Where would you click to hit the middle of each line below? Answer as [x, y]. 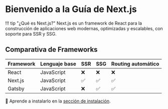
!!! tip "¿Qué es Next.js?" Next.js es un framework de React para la [73, 23]
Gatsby [16, 88]
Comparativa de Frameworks [51, 49]
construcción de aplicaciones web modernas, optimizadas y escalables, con [84, 28]
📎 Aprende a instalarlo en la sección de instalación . [58, 101]
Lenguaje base [58, 64]
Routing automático [135, 64]
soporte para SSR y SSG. [31, 34]
